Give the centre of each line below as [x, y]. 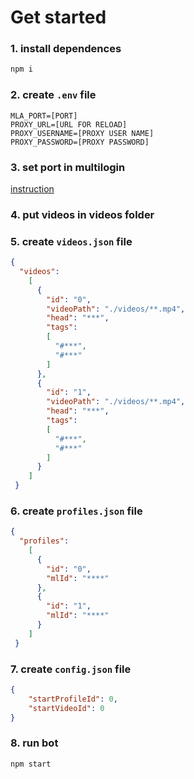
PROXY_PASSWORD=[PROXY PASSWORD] [80, 142]
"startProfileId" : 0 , [73, 699]
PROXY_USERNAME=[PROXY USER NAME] [82, 133]
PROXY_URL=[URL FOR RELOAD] [69, 124]
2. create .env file [53, 95]
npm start [31, 764]
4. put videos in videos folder [82, 214]
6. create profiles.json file [76, 511]
